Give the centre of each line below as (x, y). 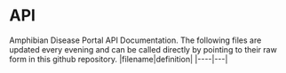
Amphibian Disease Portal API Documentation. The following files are (135, 40)
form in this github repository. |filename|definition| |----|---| (119, 59)
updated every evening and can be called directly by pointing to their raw (143, 49)
